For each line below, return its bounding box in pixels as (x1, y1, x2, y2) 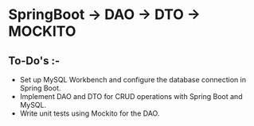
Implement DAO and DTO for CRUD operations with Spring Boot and (19, 92, 243, 101)
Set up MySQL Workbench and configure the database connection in (19, 75, 247, 84)
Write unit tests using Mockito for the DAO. (19, 109, 160, 118)
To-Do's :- (8, 54, 61, 67)
